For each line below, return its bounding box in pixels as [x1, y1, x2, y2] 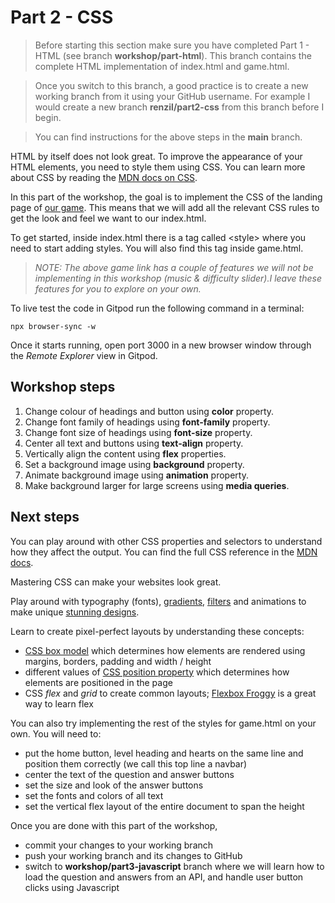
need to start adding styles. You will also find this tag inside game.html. [10, 242, 304, 254]
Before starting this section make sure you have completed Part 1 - [34, 39, 310, 51]
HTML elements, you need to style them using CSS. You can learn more [10, 161, 306, 173]
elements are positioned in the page [24, 676, 173, 688]
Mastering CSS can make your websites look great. [10, 576, 222, 588]
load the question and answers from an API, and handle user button [24, 871, 304, 883]
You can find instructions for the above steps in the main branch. [34, 131, 303, 143]
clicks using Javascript [24, 881, 120, 893]
